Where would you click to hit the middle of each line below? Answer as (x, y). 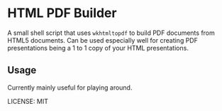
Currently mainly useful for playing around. (70, 88)
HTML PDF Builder (62, 13)
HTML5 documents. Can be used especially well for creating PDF (103, 40)
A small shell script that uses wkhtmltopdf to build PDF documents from (111, 33)
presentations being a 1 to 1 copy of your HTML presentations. (98, 48)
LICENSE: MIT (28, 101)
